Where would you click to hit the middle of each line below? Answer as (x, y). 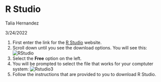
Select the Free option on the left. (47, 58)
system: (20, 69)
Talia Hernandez (22, 23)
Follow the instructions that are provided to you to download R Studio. (84, 74)
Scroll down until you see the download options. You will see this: (80, 47)
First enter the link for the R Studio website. (57, 42)
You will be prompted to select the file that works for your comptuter (83, 63)
